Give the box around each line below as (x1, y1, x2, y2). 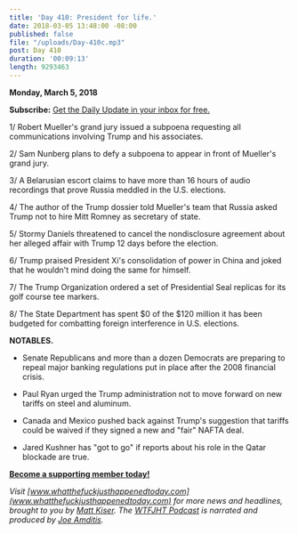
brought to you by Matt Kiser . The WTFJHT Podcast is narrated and (9, 505, 258, 515)
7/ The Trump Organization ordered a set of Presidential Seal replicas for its (9, 281, 286, 292)
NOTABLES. (9, 335, 54, 345)
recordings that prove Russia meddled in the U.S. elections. (9, 184, 227, 195)
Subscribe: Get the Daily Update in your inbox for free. (9, 104, 211, 115)
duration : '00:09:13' (9, 54, 90, 63)
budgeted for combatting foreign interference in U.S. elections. (9, 318, 240, 328)
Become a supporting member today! (9, 468, 150, 479)
